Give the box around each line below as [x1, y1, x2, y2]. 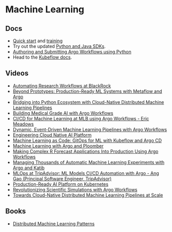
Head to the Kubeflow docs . [12, 54, 72, 60]
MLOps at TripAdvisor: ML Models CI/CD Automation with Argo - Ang [12, 170, 159, 176]
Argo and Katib [12, 165, 45, 171]
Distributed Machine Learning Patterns [12, 220, 95, 227]
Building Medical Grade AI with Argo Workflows [12, 110, 113, 116]
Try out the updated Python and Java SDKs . [12, 43, 106, 49]
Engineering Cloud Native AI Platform [12, 132, 92, 138]
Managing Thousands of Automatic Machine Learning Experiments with [12, 159, 165, 165]
